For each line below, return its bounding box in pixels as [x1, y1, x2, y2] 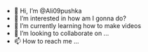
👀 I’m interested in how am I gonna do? [13, 14, 126, 22]
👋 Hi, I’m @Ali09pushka [13, 7, 82, 15]
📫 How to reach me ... [13, 37, 79, 45]
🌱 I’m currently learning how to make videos [13, 22, 142, 30]
